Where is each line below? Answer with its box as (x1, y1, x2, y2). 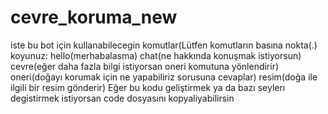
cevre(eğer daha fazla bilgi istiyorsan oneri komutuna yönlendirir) (10, 60, 280, 72)
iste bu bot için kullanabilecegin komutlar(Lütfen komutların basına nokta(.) (10, 39, 318, 51)
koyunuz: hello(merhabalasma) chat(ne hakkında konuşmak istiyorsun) (10, 49, 302, 61)
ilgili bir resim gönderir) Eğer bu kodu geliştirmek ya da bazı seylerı (10, 81, 286, 93)
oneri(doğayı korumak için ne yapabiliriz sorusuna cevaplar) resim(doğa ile (10, 71, 318, 83)
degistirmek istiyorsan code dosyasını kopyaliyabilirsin (10, 92, 235, 104)
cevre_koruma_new (10, 6, 178, 29)
